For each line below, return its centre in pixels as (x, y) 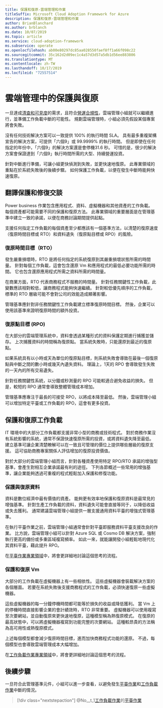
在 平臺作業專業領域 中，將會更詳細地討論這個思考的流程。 (62, 556)
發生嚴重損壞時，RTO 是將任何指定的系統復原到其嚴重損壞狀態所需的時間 (78, 259)
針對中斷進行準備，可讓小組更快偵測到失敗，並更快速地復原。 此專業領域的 (80, 164)
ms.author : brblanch (26, 28)
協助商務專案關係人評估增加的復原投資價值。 (68, 451)
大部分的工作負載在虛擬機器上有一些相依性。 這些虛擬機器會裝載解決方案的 (80, 581)
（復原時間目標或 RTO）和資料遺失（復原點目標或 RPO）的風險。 (70, 234)
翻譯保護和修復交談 (34, 193)
